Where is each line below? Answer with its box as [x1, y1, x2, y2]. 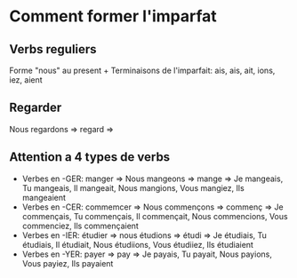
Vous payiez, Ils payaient [21, 258, 114, 268]
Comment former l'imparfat [9, 6, 218, 27]
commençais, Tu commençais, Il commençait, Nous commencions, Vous [21, 210, 288, 221]
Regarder [9, 100, 62, 115]
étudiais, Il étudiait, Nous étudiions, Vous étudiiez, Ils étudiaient [21, 239, 253, 250]
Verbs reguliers [9, 42, 97, 57]
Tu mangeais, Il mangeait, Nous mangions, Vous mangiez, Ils [21, 182, 245, 193]
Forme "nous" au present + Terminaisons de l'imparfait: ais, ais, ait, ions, [9, 65, 276, 75]
